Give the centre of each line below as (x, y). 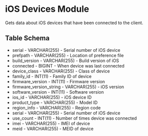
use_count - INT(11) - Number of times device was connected (74, 118)
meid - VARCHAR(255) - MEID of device (53, 129)
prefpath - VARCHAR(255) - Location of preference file (68, 55)
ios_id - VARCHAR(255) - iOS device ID (52, 97)
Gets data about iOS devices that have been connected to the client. (74, 23)
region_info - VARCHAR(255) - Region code (56, 107)
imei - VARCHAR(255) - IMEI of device (51, 123)
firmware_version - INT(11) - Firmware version (59, 81)
